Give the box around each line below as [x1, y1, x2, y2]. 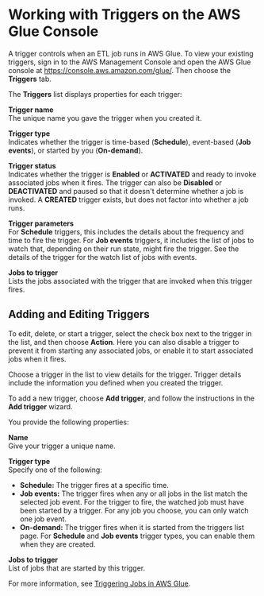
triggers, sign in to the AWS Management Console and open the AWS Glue [8, 57, 251, 67]
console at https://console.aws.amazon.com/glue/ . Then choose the [8, 65, 231, 75]
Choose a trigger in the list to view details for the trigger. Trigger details [8, 370, 242, 379]
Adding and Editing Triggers [8, 308, 151, 321]
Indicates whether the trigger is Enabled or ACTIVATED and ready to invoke [8, 169, 257, 179]
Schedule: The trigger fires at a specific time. [19, 480, 169, 490]
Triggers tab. [8, 74, 52, 83]
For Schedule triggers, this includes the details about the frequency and [8, 226, 244, 236]
